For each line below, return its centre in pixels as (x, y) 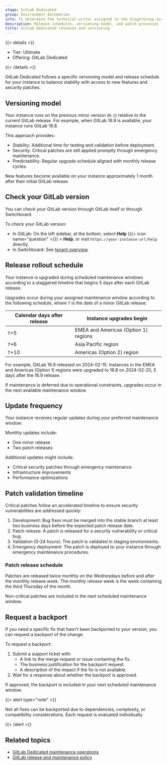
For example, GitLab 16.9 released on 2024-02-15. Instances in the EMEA (80, 364)
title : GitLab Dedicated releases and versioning (58, 28)
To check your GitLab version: (36, 224)
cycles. (20, 166)
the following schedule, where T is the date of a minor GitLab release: (76, 303)
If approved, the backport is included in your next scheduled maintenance (81, 685)
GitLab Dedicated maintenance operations (56, 752)
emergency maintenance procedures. (51, 552)
